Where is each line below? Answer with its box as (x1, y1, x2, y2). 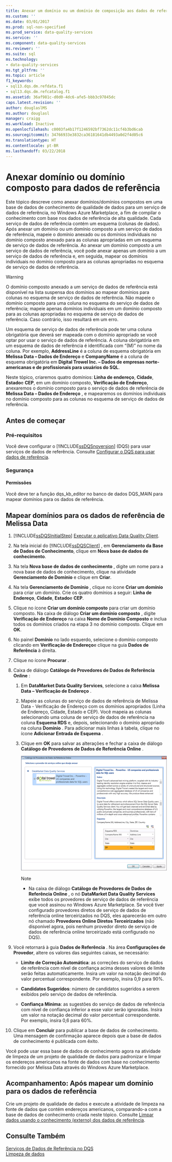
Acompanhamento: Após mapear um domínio (6, 1079, 154, 1088)
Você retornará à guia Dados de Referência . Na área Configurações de (13, 944, 165, 950)
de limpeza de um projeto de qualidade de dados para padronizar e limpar (6, 1053, 162, 1059)
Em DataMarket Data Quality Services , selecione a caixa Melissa (20, 682, 160, 689)
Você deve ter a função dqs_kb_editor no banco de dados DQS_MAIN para (6, 491, 163, 497)
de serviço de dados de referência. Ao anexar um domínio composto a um (6, 242, 162, 248)
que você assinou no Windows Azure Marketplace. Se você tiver (28, 901, 164, 907)
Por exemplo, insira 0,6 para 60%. (20, 1017, 93, 1023)
